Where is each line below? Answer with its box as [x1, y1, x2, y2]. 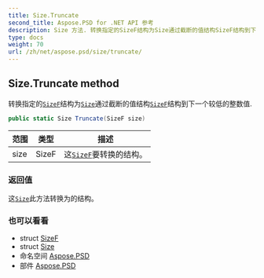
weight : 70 [8, 41, 44, 49]
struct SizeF [19, 233, 59, 243]
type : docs [8, 33, 44, 42]
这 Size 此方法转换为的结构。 [8, 193, 98, 203]
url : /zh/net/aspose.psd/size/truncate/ [8, 48, 143, 56]
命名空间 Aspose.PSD [19, 251, 90, 261]
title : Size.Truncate [8, 11, 79, 20]
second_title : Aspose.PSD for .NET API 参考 [8, 19, 154, 27]
